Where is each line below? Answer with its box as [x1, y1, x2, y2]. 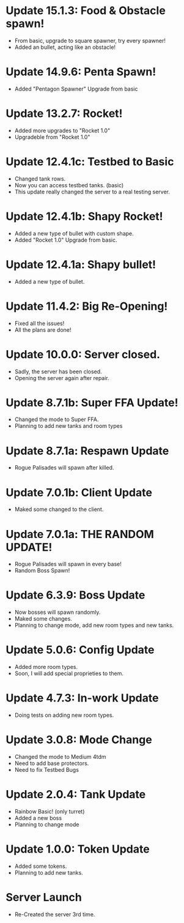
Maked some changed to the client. [14, 506, 104, 513]
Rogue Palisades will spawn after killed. [14, 464, 114, 471]
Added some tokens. [14, 862, 67, 870]
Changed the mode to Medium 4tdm [14, 753, 106, 760]
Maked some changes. [14, 615, 73, 622]
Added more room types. [14, 663, 78, 671]
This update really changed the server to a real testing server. [14, 188, 171, 195]
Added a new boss [14, 814, 62, 821]
